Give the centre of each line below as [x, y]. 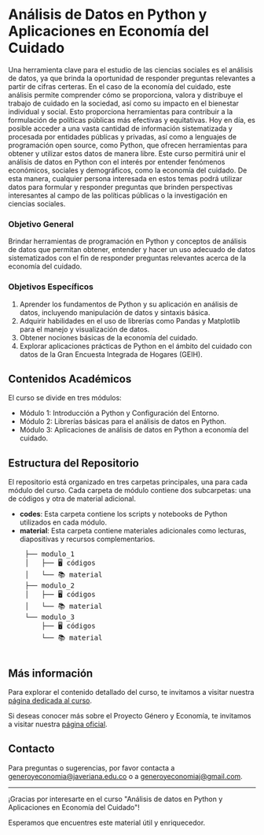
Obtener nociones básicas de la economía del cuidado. [108, 337]
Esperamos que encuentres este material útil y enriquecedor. [107, 822]
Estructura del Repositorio [73, 463]
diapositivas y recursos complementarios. [87, 539]
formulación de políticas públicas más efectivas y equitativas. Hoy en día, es [132, 120]
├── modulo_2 [49, 586]
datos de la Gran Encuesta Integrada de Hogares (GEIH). [111, 354]
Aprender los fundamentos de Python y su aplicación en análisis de [128, 304]
